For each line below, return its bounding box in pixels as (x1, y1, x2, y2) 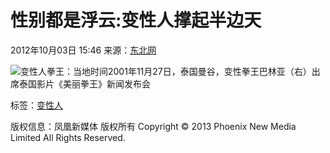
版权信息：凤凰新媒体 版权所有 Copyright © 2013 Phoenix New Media (10, 120, 297, 132)
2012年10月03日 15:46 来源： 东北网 (10, 44, 157, 56)
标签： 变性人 (10, 99, 63, 111)
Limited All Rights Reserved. (10, 131, 126, 143)
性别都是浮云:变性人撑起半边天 (10, 9, 262, 32)
